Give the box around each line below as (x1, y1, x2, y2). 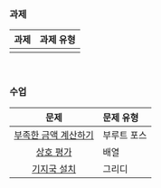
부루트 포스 (102, 128, 147, 141)
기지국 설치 (31, 163, 77, 175)
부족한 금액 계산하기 (14, 128, 95, 141)
